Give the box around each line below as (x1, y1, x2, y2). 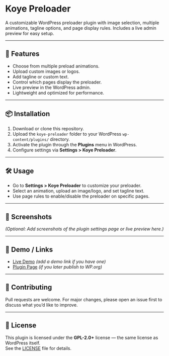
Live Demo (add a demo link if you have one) (12, 258, 106, 264)
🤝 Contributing (5, 283, 52, 292)
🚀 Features (5, 50, 40, 58)
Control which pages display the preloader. (12, 79, 102, 85)
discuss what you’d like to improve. (5, 302, 78, 308)
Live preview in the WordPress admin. (12, 84, 91, 91)
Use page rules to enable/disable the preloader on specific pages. (12, 193, 150, 199)
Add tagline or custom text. (12, 73, 69, 79)
